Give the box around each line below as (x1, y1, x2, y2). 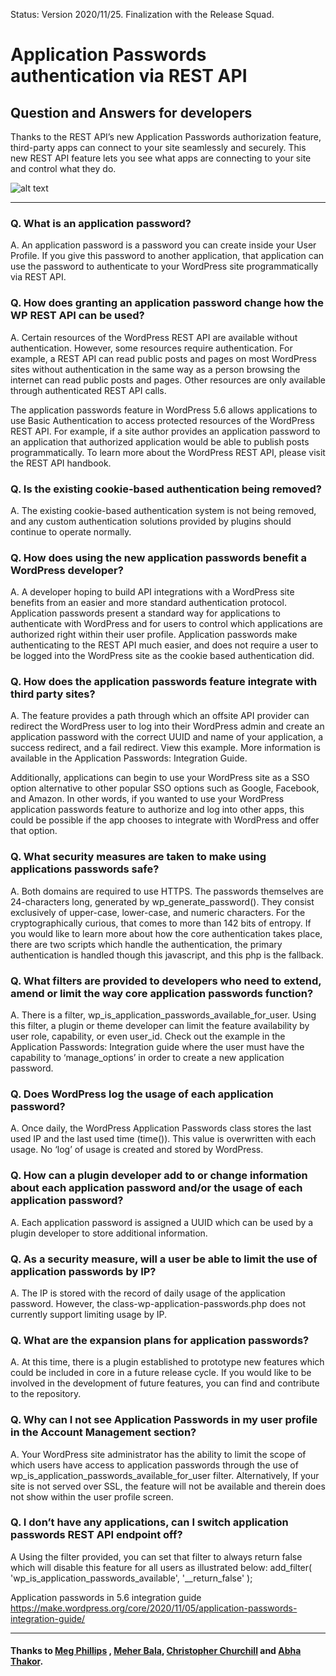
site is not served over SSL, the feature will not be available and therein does (10, 1480, 326, 1492)
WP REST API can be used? (10, 309, 145, 323)
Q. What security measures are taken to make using (10, 850, 267, 864)
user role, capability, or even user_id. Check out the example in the (10, 1030, 286, 1043)
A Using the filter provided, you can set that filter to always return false (10, 1550, 303, 1563)
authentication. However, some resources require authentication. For (10, 342, 293, 354)
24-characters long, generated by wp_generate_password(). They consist (10, 895, 315, 908)
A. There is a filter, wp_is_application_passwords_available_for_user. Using (10, 1009, 317, 1021)
